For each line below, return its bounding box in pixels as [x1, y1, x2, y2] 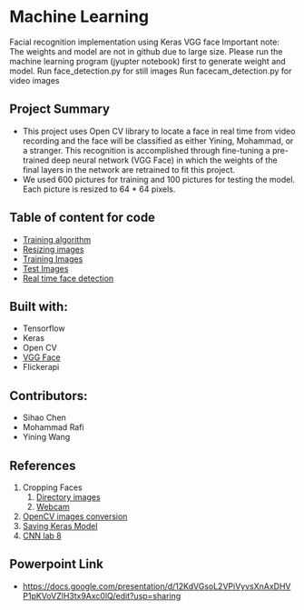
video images [9, 75, 60, 85]
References [9, 457, 76, 474]
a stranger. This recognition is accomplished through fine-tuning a [22, 145, 270, 155]
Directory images [35, 492, 102, 502]
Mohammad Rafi [22, 422, 84, 433]
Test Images [22, 263, 69, 274]
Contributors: [9, 388, 88, 404]
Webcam [35, 502, 70, 512]
